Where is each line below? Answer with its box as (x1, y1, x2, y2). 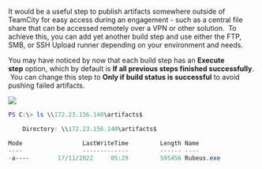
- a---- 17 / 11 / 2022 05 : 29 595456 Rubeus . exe (8, 154, 221, 162)
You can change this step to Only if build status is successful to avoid (9, 73, 240, 81)
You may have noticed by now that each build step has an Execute (8, 55, 225, 65)
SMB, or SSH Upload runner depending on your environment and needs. (8, 40, 243, 50)
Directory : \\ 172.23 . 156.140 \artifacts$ (22, 125, 157, 133)
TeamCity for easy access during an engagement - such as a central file (8, 15, 243, 24)
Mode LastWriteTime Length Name (8, 139, 200, 147)
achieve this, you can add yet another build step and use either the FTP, (8, 32, 242, 41)
